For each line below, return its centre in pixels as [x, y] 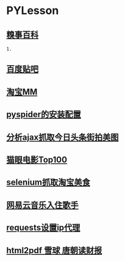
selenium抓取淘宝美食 [48, 183]
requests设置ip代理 [43, 228]
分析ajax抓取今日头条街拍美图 [62, 137]
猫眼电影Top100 [37, 159]
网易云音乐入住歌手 [42, 205]
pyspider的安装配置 [44, 114]
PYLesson [33, 11]
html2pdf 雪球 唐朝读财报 [54, 250]
